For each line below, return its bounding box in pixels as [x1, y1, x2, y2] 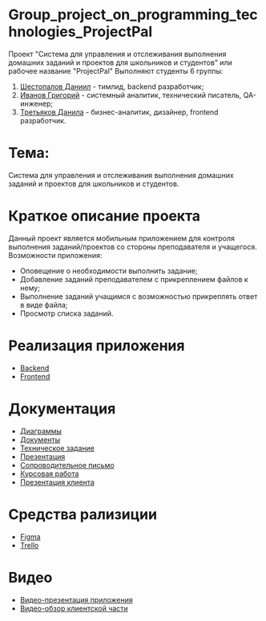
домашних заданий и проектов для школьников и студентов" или [8, 58, 232, 67]
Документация [8, 399, 116, 417]
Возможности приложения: [8, 250, 103, 260]
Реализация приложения [8, 337, 185, 354]
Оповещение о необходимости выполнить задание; [19, 266, 198, 276]
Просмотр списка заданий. [19, 308, 114, 318]
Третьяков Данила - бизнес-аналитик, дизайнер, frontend [19, 107, 219, 117]
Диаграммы [19, 426, 62, 436]
